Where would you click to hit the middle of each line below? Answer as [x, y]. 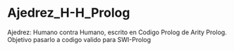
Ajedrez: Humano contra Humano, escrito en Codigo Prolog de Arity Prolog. [117, 32]
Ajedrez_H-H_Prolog [69, 13]
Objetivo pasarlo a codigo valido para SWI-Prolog [79, 39]
